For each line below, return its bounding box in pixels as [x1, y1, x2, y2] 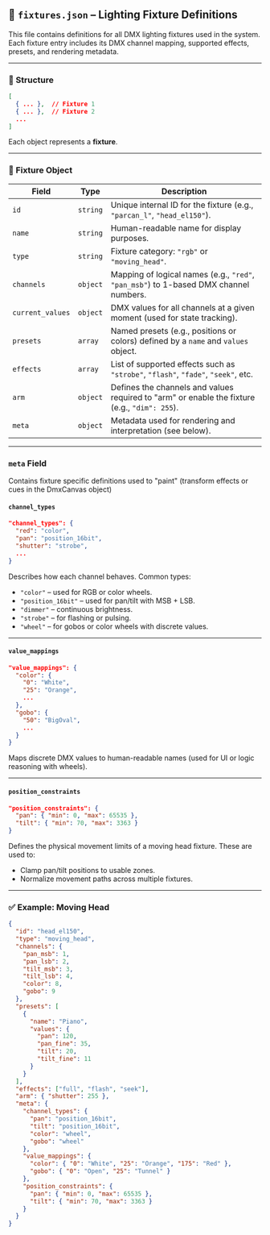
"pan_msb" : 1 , [22, 950, 70, 958]
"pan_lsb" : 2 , [22, 957, 70, 966]
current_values [12, 308, 71, 317]
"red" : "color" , [15, 527, 70, 535]
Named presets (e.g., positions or [110, 325, 237, 336]
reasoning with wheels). [8, 762, 88, 771]
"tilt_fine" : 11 [37, 1055, 92, 1063]
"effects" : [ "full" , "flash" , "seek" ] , [15, 1085, 149, 1093]
